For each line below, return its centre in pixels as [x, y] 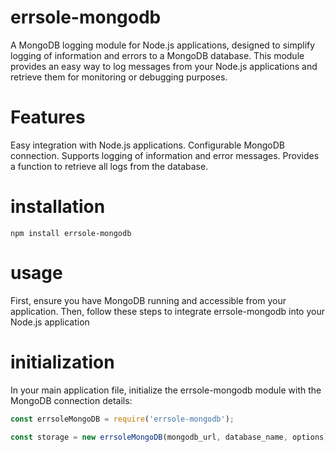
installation [58, 207]
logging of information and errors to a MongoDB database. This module [157, 55]
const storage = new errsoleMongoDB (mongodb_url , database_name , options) [169, 437]
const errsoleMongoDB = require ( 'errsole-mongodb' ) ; [122, 419]
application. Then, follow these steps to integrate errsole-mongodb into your [167, 311]
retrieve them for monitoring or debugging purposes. [119, 77]
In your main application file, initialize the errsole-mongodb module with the [166, 390]
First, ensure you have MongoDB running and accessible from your [148, 300]
